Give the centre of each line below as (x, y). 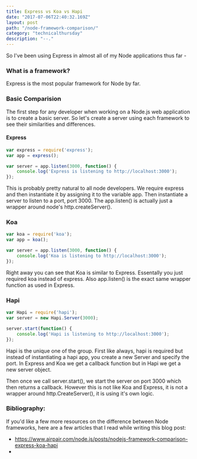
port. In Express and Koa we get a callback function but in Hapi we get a (94, 363)
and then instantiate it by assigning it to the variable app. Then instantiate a (97, 195)
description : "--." (30, 39)
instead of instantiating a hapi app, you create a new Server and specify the (98, 357)
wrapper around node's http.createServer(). (59, 207)
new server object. (29, 369)
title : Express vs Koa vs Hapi (44, 11)
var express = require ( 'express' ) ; (50, 150)
